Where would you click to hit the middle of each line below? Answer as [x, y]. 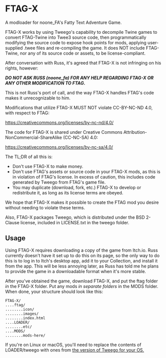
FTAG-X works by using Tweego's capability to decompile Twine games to [81, 32]
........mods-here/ [25, 335]
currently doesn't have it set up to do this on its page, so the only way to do [83, 255]
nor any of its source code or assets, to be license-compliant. [83, 53]
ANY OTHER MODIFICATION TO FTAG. [45, 83]
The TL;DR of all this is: [29, 157]
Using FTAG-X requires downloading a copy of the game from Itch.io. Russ [82, 250]
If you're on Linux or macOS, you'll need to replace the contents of [73, 345]
